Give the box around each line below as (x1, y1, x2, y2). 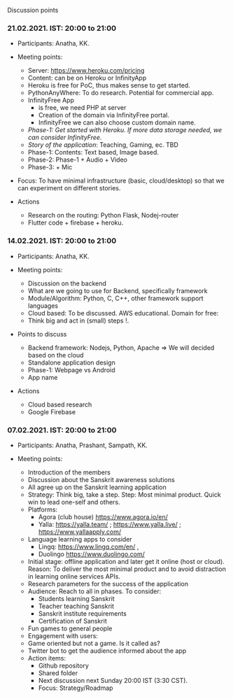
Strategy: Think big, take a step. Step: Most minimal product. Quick (27, 490, 222, 499)
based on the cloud (27, 351, 84, 359)
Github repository (38, 661, 90, 670)
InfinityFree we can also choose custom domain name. (38, 118, 196, 127)
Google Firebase (27, 407, 76, 416)
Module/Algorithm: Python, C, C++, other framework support (27, 294, 204, 302)
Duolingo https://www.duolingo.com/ (38, 549, 146, 558)
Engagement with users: (27, 631, 98, 640)
